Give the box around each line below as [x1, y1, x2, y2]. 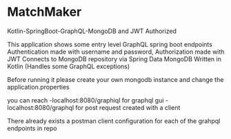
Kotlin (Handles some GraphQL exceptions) [7, 62, 130, 70]
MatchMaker [7, 4, 82, 20]
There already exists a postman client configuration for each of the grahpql [7, 116, 221, 125]
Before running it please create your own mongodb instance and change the [7, 75, 224, 83]
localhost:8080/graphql [7, 103, 74, 111]
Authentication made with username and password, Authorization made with [7, 47, 225, 56]
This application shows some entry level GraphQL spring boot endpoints [7, 40, 212, 48]
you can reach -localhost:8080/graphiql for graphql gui [7, 96, 164, 104]
